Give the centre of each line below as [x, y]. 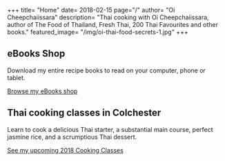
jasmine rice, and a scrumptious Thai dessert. [72, 137]
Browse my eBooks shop [42, 91]
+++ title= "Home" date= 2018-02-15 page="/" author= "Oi [91, 10]
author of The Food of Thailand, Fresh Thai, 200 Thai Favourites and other [113, 25]
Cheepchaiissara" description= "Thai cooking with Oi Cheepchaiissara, [108, 17]
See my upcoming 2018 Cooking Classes [66, 150]
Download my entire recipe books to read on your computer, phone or [106, 70]
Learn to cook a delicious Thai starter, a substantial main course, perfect [110, 129]
